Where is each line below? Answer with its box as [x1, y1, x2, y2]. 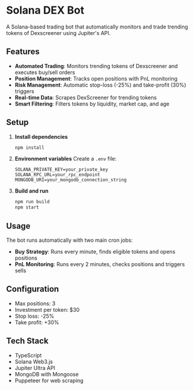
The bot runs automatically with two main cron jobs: [6, 236, 133, 244]
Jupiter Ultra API [14, 364, 55, 371]
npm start [14, 204, 40, 210]
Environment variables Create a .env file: [14, 155, 117, 162]
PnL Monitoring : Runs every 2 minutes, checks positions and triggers [14, 261, 185, 267]
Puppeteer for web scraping [14, 377, 84, 384]
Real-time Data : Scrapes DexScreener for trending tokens [14, 94, 157, 101]
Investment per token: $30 [14, 306, 80, 313]
